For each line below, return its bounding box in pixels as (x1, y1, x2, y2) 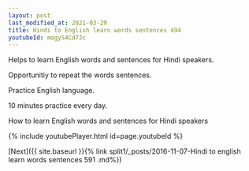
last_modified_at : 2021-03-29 (8, 19, 108, 27)
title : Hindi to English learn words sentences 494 (8, 26, 181, 34)
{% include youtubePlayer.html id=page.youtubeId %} (8, 132, 184, 141)
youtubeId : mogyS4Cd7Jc (8, 33, 87, 42)
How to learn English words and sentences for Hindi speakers (8, 116, 209, 126)
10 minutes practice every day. (8, 101, 108, 110)
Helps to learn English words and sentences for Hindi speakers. (8, 55, 214, 65)
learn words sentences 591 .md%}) (8, 155, 122, 165)
